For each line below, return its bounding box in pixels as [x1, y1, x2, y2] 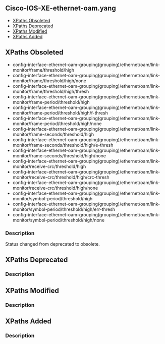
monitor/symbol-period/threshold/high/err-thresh [12, 206, 115, 212]
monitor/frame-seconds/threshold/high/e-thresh [12, 142, 114, 148]
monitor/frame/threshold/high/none [12, 78, 87, 84]
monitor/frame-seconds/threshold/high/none [12, 152, 106, 158]
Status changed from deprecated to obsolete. [5, 241, 100, 247]
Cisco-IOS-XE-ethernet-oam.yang [5, 4, 116, 13]
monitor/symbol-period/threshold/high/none [12, 217, 105, 223]
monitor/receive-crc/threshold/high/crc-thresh [12, 174, 109, 180]
